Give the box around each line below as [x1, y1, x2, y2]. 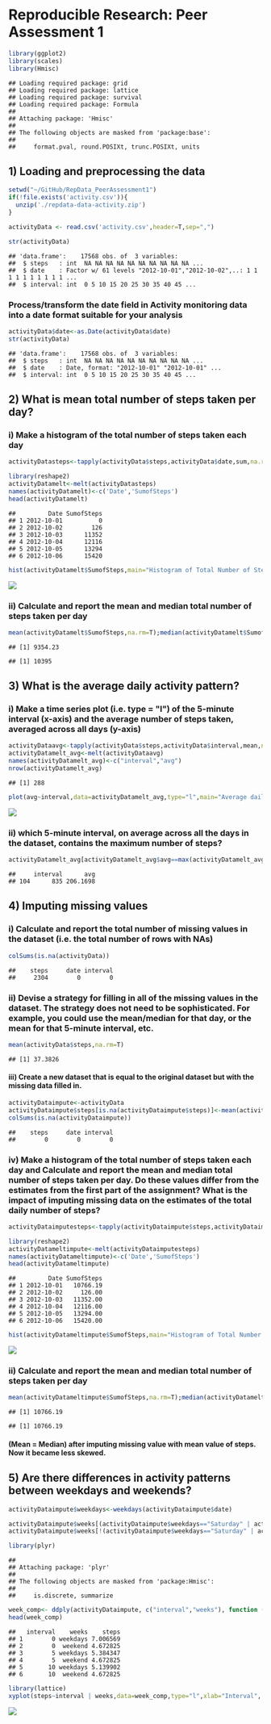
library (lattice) [8, 1684, 67, 1693]
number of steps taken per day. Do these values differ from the [8, 1174, 260, 1186]
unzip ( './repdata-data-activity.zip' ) [15, 201, 147, 209]
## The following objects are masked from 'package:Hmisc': [8, 1578, 215, 1586]
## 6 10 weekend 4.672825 [8, 1670, 121, 1678]
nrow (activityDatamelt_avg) [8, 764, 103, 772]
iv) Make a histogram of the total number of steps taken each [8, 1154, 252, 1165]
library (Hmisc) [8, 65, 60, 73]
